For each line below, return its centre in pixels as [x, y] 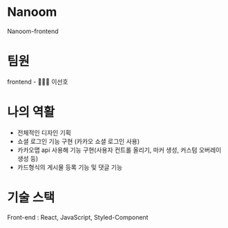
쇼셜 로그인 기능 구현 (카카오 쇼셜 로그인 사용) [78, 141]
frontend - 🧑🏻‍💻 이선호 [38, 82]
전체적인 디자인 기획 [44, 133]
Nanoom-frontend [33, 31]
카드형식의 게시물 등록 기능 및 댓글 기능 [70, 167]
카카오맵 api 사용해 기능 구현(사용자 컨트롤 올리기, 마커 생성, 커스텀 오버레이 [119, 150]
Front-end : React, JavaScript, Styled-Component [78, 217]
